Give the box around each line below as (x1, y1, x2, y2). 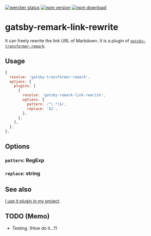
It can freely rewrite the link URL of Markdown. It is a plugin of (5, 38, 130, 43)
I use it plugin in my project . (5, 198, 61, 204)
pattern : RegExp (5, 157, 45, 164)
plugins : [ (14, 83, 36, 89)
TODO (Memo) (5, 212, 50, 220)
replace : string (5, 170, 40, 177)
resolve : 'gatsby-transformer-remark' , (9, 75, 91, 79)
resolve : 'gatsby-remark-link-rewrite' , (22, 93, 106, 98)
